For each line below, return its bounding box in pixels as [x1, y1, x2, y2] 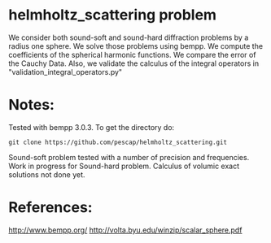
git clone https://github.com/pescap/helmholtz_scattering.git [8, 138, 228, 146]
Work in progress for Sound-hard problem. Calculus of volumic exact [8, 161, 240, 171]
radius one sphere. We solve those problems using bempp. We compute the [8, 41, 263, 50]
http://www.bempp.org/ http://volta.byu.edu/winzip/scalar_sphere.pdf [8, 225, 243, 235]
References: [8, 198, 93, 217]
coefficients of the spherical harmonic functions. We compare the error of [8, 50, 256, 59]
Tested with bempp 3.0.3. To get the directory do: [8, 122, 175, 132]
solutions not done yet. [8, 169, 85, 180]
